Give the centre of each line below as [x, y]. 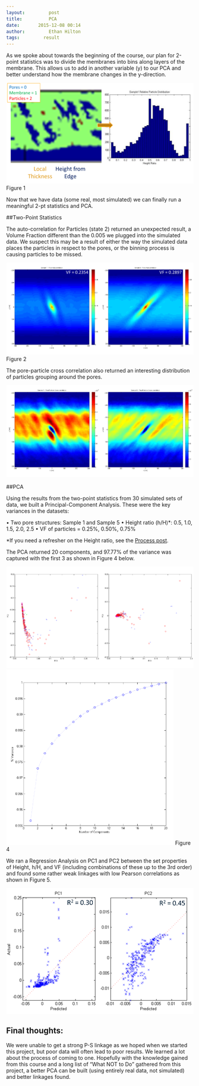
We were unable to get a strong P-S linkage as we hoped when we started [97, 1045]
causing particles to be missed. [45, 255]
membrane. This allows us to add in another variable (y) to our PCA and [94, 68]
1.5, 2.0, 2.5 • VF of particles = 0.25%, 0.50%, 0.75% [71, 529]
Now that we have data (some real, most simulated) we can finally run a [94, 200]
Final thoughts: [35, 1031]
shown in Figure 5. [29, 880]
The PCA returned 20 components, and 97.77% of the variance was [89, 552]
